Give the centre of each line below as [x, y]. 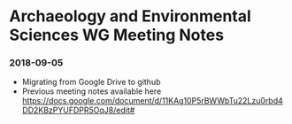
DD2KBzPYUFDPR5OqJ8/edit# [78, 110]
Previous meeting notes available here [92, 91]
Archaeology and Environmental [131, 16]
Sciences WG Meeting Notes [116, 35]
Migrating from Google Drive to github [91, 82]
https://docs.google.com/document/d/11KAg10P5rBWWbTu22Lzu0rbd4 [152, 101]
